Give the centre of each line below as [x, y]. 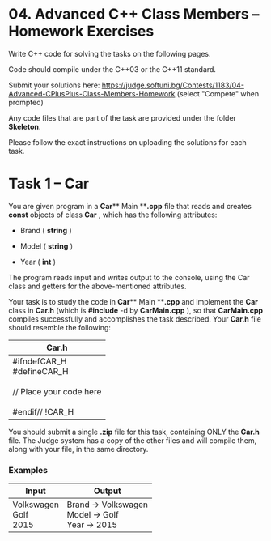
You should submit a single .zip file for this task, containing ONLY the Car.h [134, 432]
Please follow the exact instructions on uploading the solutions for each [127, 142]
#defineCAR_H [40, 371]
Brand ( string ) [46, 230]
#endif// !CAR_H [43, 411]
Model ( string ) [47, 246]
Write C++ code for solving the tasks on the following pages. [110, 53]
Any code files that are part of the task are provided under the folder [123, 117]
